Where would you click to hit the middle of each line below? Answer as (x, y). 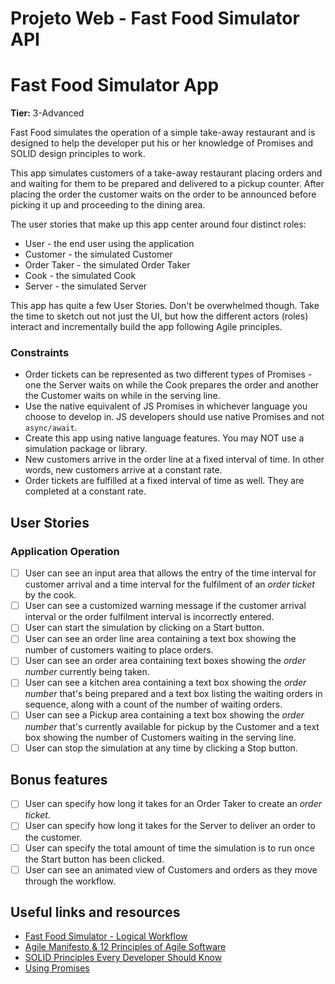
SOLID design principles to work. (78, 154)
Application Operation (65, 551)
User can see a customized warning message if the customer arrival (165, 606)
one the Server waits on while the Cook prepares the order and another (172, 385)
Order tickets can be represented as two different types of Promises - (168, 374)
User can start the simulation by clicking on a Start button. (144, 628)
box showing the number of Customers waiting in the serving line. (160, 737)
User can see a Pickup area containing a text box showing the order (164, 715)
